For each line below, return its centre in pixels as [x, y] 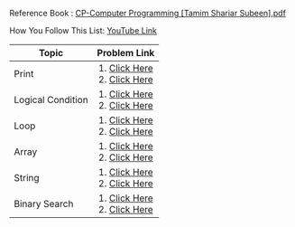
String [27, 178]
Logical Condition [51, 100]
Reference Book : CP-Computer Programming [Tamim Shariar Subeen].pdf [148, 13]
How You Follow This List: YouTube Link [83, 30]
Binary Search [44, 204]
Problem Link [126, 53]
